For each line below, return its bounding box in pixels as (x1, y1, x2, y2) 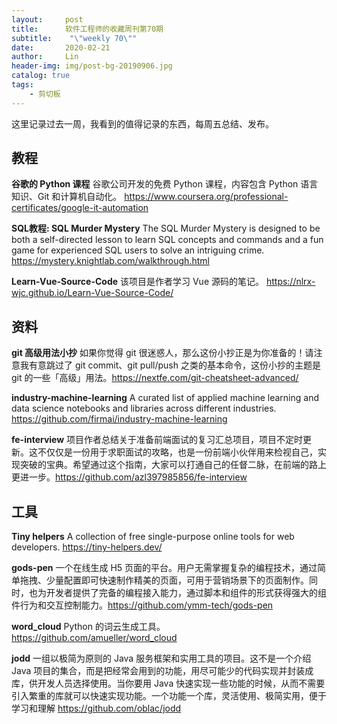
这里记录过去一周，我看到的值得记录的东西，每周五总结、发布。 (11, 117, 274, 130)
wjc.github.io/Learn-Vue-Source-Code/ (11, 287, 174, 299)
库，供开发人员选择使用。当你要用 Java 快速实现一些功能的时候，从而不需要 (11, 677, 326, 690)
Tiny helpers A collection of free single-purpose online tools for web (11, 531, 295, 543)
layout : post (11, 14, 84, 25)
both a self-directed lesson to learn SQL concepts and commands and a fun (11, 234, 324, 246)
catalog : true (11, 71, 71, 81)
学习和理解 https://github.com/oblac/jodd (11, 702, 182, 715)
